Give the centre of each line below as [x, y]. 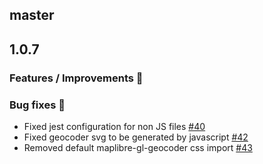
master [32, 15]
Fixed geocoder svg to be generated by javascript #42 [136, 137]
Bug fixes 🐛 [37, 105]
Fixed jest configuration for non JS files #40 [114, 126]
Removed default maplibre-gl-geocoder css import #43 [138, 147]
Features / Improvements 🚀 [76, 78]
